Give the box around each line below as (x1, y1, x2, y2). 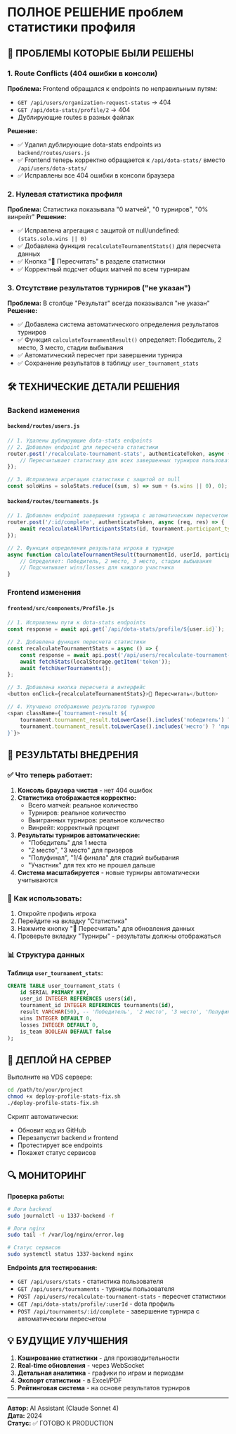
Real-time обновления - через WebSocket (17, 1361, 145, 1369)
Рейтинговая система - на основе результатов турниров (17, 1383, 190, 1392)
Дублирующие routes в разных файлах (17, 113, 135, 121)
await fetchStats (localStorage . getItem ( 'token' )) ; (20, 658, 171, 665)
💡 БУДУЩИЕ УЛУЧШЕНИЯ (7, 1335, 129, 1347)
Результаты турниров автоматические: (17, 831, 140, 839)
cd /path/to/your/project (7, 1087, 83, 1094)
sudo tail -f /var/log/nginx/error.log (7, 1231, 124, 1239)
